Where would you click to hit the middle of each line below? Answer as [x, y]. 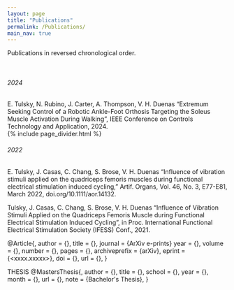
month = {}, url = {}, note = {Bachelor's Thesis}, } [78, 279]
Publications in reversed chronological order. [72, 53]
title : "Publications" [40, 20]
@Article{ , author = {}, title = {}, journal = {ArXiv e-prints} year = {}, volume [115, 243]
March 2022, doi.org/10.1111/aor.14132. [62, 194]
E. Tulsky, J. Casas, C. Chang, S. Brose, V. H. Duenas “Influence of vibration [116, 171]
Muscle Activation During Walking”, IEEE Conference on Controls [100, 119]
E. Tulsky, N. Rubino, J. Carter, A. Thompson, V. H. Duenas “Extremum [108, 104]
